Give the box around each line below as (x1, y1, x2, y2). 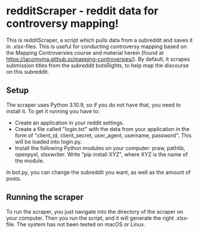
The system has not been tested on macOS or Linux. (17, 220, 146, 227)
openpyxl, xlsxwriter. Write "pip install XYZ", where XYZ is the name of (14, 151, 188, 158)
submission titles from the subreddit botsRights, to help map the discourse (6, 61, 189, 69)
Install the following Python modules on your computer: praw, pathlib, (14, 144, 186, 151)
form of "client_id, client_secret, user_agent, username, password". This (14, 132, 192, 139)
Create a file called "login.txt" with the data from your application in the (14, 125, 189, 132)
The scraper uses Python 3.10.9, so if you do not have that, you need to (6, 101, 181, 108)
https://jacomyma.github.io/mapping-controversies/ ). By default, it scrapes (6, 55, 191, 63)
